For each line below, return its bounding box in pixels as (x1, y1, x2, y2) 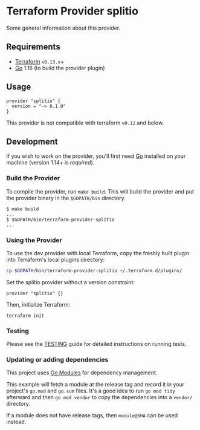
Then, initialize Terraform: (6, 301, 71, 308)
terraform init (6, 313, 45, 319)
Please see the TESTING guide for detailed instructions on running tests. (6, 340, 187, 348)
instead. (6, 419, 27, 426)
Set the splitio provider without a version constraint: (6, 278, 135, 285)
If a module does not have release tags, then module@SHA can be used (6, 412, 178, 419)
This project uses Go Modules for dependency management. (6, 369, 158, 376)
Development (6, 136, 59, 146)
